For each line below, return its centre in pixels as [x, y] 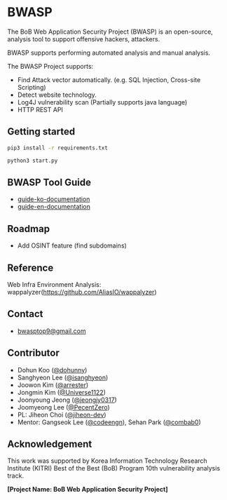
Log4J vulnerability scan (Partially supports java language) [102, 102]
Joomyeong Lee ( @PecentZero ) [63, 407]
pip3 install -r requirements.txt [58, 148]
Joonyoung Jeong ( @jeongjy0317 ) [67, 400]
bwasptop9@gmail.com [51, 331]
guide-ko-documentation [54, 199]
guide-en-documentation [54, 207]
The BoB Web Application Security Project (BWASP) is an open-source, [110, 32]
